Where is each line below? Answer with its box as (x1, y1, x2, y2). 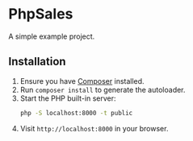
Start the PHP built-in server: (19, 93, 116, 103)
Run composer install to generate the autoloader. (19, 85, 186, 94)
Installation (8, 55, 66, 68)
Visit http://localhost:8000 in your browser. (19, 123, 169, 133)
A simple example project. (8, 31, 95, 41)
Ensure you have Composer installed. (19, 76, 145, 85)
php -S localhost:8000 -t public (19, 109, 133, 117)
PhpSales (8, 5, 73, 23)
